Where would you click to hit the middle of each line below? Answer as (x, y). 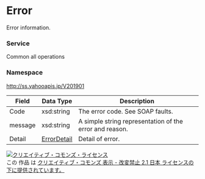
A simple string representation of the (131, 121)
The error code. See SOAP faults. (126, 111)
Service (18, 43)
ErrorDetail (57, 139)
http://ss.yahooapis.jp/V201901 (45, 86)
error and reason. (103, 129)
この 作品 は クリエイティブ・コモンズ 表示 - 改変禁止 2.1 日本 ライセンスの (100, 162)
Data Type (57, 101)
